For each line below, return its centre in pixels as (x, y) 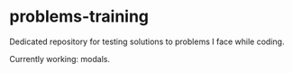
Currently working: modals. (60, 59)
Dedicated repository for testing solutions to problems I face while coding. (147, 41)
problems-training (79, 17)
